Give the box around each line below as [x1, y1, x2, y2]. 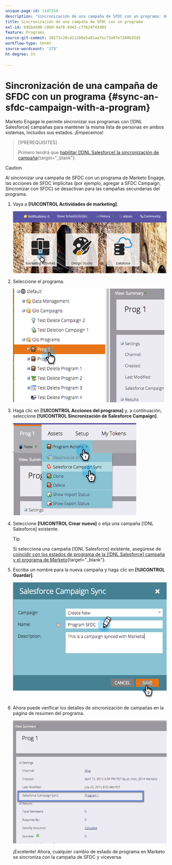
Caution [5, 165, 22, 171]
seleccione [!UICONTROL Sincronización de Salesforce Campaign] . [12, 412, 158, 419]
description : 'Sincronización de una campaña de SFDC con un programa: [5, 13, 161, 19]
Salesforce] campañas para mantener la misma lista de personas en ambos [5, 124, 164, 130]
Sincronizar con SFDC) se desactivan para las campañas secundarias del [5, 185, 160, 192]
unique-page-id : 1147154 [5, 8, 58, 13]
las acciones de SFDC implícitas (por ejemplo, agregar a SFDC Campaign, [5, 180, 161, 186]
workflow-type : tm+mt [5, 41, 52, 46]
